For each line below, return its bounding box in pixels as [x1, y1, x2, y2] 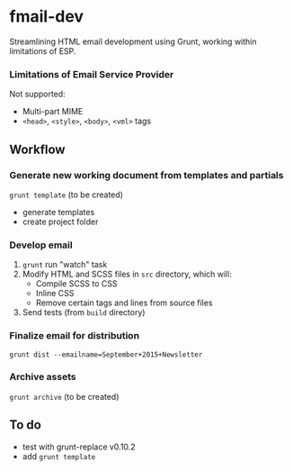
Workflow [9, 141, 66, 157]
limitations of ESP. [9, 45, 76, 56]
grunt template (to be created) [9, 189, 124, 200]
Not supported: [9, 88, 66, 100]
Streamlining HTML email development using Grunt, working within [9, 36, 257, 47]
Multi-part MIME [22, 106, 84, 117]
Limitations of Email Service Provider [9, 68, 174, 80]
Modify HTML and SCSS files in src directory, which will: [22, 268, 232, 280]
